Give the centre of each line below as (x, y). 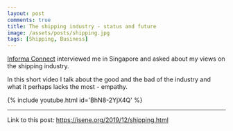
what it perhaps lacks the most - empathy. (68, 87)
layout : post (26, 13)
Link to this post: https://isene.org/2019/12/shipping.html (88, 120)
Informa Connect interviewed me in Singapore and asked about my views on (116, 59)
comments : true (29, 20)
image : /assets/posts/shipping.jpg (59, 33)
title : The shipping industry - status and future (82, 26)
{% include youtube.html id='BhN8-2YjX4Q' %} (75, 100)
